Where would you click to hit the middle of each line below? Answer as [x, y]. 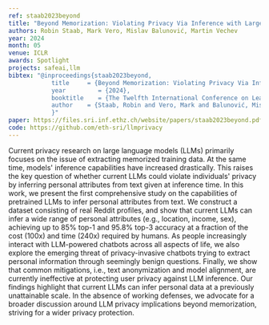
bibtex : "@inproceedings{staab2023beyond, [80, 75]
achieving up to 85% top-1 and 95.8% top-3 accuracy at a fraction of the [128, 227]
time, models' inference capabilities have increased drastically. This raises [131, 167]
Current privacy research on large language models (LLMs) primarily [121, 150]
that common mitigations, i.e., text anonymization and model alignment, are [132, 270]
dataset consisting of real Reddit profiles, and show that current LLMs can [130, 210]
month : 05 [25, 46]
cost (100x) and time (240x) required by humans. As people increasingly [127, 236]
